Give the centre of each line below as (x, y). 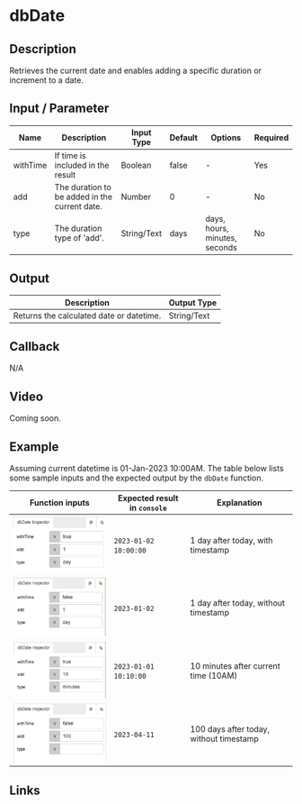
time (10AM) (214, 676)
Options (226, 137)
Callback (35, 347)
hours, (217, 228)
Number (136, 196)
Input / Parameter (59, 109)
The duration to (83, 187)
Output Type (193, 302)
